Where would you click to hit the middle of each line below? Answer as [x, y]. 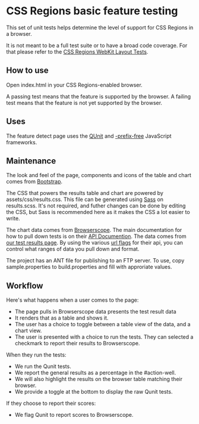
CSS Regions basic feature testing [92, 11]
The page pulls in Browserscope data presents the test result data [95, 312]
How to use [27, 71]
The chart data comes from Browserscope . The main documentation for [94, 230]
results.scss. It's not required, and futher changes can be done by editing [96, 206]
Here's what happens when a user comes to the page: [72, 300]
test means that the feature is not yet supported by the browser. [84, 103]
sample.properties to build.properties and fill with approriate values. [89, 267]
